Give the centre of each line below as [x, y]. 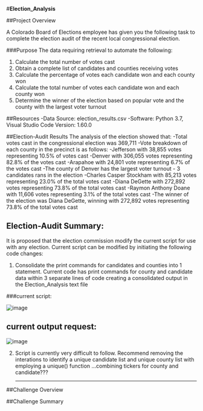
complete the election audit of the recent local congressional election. [93, 38]
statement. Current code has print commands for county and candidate [104, 272]
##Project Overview [31, 20]
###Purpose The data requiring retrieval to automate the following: [89, 50]
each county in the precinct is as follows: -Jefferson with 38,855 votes [94, 149]
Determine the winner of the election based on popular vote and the [99, 100]
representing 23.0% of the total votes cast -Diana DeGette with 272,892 [96, 181]
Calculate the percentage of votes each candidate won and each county [105, 75]
